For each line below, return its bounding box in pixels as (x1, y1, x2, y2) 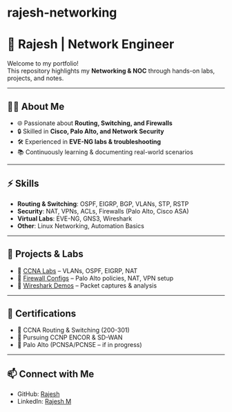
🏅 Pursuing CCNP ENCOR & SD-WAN (17, 333, 123, 341)
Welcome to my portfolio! (7, 59, 79, 68)
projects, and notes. (7, 74, 64, 82)
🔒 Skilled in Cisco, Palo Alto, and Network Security (17, 127, 164, 135)
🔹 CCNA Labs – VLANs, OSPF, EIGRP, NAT (17, 266, 138, 274)
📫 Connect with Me (7, 368, 95, 380)
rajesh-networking (7, 5, 117, 21)
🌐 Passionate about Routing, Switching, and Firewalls (17, 119, 173, 127)
